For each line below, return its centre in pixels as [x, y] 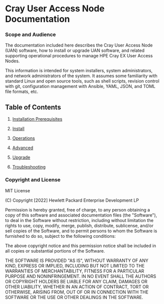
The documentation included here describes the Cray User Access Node [79, 45]
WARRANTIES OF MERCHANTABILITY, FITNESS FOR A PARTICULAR [75, 271]
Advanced [23, 148]
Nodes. [13, 61]
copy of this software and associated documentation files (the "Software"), [81, 215]
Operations [24, 138]
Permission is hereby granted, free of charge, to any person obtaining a [78, 210]
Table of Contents [33, 107]
